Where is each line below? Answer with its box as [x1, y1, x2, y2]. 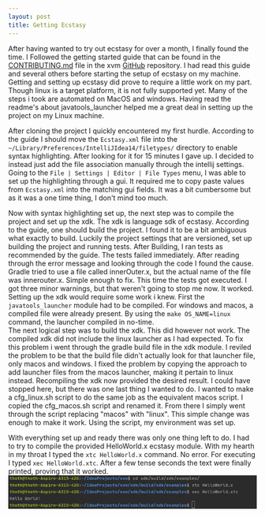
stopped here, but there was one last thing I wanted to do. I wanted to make [8, 384, 254, 393]
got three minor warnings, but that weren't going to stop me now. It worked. [8, 284, 254, 293]
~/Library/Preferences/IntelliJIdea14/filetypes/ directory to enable [8, 143, 238, 152]
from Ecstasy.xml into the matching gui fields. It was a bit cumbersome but [8, 184, 251, 194]
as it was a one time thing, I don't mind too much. [8, 193, 168, 203]
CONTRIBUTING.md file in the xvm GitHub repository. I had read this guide [8, 60, 251, 70]
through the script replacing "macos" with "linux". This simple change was [8, 409, 250, 418]
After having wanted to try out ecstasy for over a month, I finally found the [8, 43, 249, 53]
